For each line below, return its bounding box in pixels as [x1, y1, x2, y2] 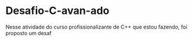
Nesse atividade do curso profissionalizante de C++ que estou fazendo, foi [5, 23, 188, 30]
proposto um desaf [5, 29, 52, 36]
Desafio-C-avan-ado [5, 4, 110, 17]
